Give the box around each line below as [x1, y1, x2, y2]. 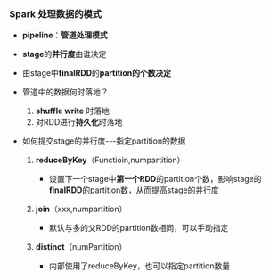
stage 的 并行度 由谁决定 [21, 49, 107, 60]
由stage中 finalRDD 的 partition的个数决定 [21, 68, 172, 78]
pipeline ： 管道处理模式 [21, 29, 109, 41]
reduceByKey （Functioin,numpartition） [35, 154, 185, 166]
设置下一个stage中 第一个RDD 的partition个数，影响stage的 [48, 174, 262, 185]
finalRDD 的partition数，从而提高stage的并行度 [48, 185, 220, 195]
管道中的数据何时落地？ [21, 86, 109, 97]
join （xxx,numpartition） [35, 203, 127, 215]
